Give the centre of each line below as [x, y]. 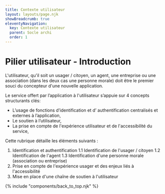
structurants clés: [23, 100]
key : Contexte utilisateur [37, 28]
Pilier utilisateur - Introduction [68, 62]
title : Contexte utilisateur [35, 10]
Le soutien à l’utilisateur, [37, 120]
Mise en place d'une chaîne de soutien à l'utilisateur [65, 176]
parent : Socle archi [31, 33]
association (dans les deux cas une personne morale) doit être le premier [80, 80]
